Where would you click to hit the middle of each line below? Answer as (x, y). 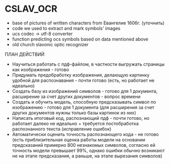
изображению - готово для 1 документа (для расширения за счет (83, 107)
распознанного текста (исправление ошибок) (62, 129)
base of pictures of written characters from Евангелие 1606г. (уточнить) (88, 23)
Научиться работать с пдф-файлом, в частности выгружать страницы (88, 64)
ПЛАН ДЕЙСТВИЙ (25, 54)
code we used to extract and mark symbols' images (66, 28)
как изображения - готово (41, 70)
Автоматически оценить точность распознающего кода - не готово (86, 134)
